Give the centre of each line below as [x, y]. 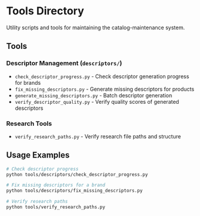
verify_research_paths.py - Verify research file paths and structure [98, 136]
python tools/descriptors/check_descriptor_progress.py [77, 174]
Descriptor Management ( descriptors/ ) [64, 63]
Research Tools [29, 124]
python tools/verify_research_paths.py [56, 207]
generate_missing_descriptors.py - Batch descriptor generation [93, 95]
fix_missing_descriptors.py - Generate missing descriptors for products [104, 89]
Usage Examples [38, 155]
